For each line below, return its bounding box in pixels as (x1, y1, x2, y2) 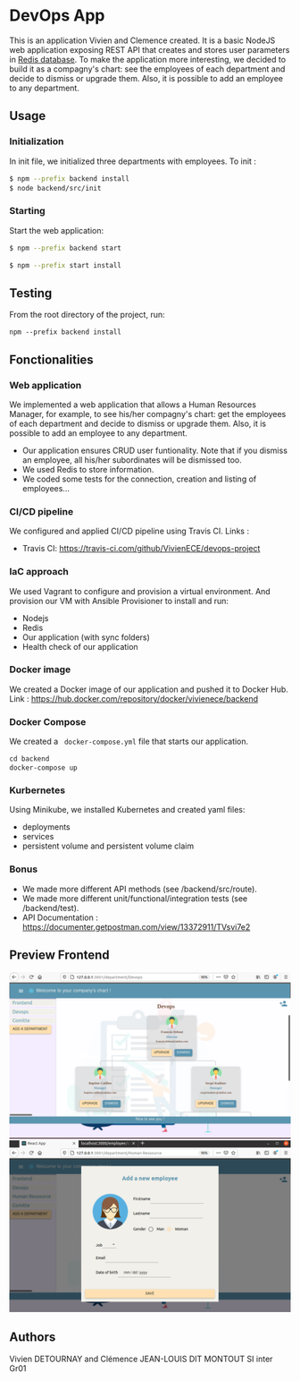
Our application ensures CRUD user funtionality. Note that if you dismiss (21, 445, 288, 456)
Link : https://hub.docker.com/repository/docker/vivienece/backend (9, 693, 259, 703)
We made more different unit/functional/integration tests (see (21, 892, 248, 904)
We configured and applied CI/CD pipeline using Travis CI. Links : (9, 525, 250, 537)
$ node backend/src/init (9, 183, 102, 192)
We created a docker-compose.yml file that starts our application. (9, 736, 249, 747)
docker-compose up (9, 763, 78, 772)
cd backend (9, 754, 50, 763)
